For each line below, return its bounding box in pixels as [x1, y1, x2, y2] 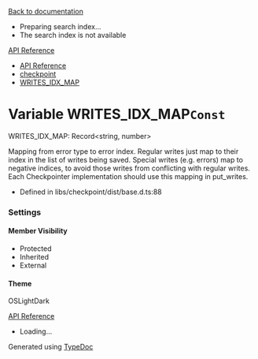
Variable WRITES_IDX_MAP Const [8, 106, 226, 123]
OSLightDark [8, 296, 50, 306]
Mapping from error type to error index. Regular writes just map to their [8, 146, 239, 156]
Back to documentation [8, 7, 84, 16]
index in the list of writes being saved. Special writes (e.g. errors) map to [8, 155, 244, 164]
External [19, 260, 47, 271]
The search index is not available [19, 31, 127, 39]
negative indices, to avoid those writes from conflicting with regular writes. [8, 163, 250, 173]
